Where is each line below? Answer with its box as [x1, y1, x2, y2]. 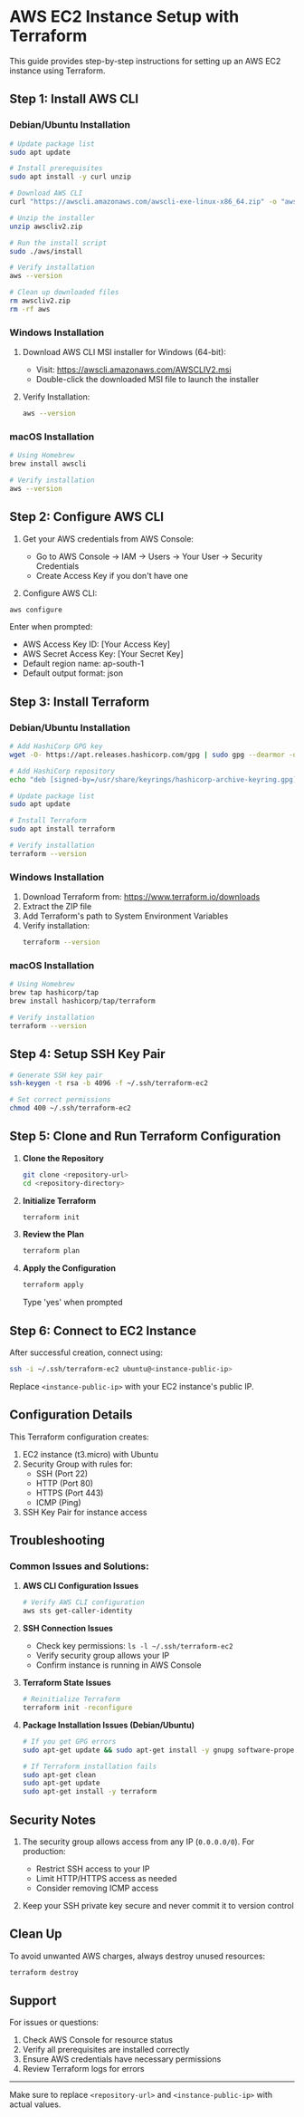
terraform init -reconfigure [22, 1703, 133, 1712]
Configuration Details [9, 1407, 133, 1423]
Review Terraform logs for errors [22, 2064, 145, 2074]
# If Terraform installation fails [22, 1762, 157, 1771]
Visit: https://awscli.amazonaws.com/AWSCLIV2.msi [35, 364, 233, 375]
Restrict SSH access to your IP [35, 1863, 150, 1874]
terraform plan [22, 1246, 81, 1256]
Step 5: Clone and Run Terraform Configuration [9, 1129, 281, 1144]
